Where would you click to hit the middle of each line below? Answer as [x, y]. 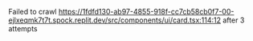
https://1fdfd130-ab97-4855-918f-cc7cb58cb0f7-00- [146, 12]
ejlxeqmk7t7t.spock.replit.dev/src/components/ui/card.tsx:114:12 [115, 20]
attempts [23, 29]
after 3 [234, 20]
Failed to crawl [33, 12]
